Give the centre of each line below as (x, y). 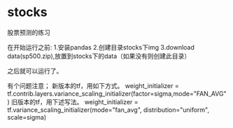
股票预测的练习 (29, 32)
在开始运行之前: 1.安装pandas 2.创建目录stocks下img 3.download (101, 47)
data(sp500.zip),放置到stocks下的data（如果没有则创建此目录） (99, 56)
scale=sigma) (27, 117)
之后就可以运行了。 (35, 71)
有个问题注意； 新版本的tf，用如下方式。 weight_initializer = (93, 85)
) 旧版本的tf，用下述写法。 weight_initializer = (73, 101)
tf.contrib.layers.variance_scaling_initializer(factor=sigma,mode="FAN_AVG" (117, 93)
